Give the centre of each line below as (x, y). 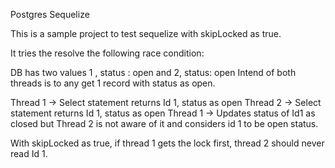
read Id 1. (29, 153)
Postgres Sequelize (50, 14)
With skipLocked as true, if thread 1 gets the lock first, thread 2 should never (167, 143)
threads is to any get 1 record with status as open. (113, 83)
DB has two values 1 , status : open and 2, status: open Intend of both (153, 72)
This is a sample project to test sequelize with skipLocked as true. (146, 33)
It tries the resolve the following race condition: (107, 53)
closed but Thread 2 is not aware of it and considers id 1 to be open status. (164, 123)
